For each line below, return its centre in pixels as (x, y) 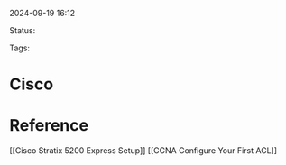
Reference (49, 126)
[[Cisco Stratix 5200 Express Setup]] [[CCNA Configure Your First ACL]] (143, 151)
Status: (23, 30)
